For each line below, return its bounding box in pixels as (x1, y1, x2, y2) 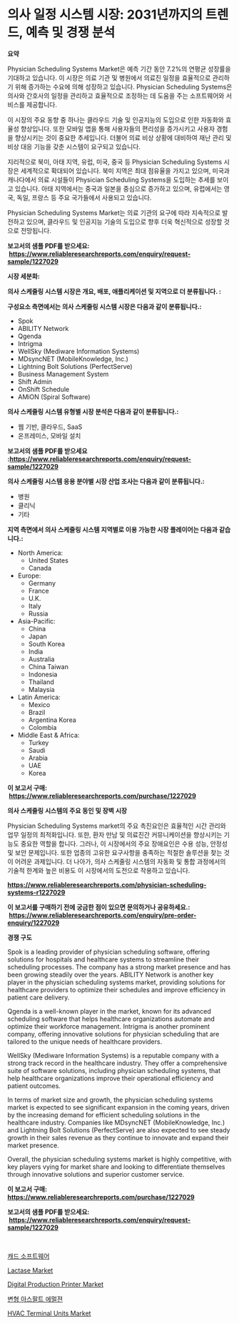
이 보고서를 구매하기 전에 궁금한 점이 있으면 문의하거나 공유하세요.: (7, 902, 190, 912)
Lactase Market (7, 1266, 54, 1275)
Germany (28, 578, 56, 587)
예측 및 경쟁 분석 (25, 24, 116, 41)
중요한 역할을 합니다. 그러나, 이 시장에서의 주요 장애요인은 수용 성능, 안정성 (20, 839, 228, 848)
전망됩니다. (20, 226, 52, 234)
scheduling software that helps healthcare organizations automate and (7, 1014, 215, 1023)
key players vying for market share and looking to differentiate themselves (7, 1162, 225, 1171)
